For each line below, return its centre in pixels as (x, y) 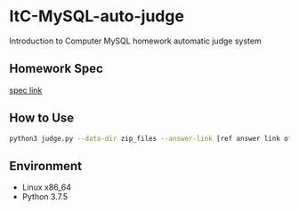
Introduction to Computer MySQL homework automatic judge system (135, 41)
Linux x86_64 (47, 187)
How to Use (42, 118)
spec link (26, 90)
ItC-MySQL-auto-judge (97, 16)
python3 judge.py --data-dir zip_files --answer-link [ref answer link (145, 138)
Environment (46, 166)
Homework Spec (57, 69)
